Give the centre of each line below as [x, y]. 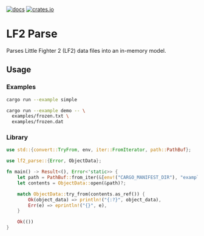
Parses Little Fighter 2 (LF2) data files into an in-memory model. [86, 50]
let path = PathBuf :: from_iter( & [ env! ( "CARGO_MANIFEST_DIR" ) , [97, 178]
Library [17, 138]
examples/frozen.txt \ [40, 116]
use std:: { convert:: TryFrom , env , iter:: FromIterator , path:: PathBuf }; [99, 150]
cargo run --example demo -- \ [46, 110]
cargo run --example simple [42, 99]
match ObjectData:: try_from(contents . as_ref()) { [81, 194]
